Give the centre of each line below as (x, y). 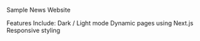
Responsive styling (33, 30)
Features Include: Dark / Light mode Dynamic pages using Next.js (100, 23)
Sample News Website (38, 10)
